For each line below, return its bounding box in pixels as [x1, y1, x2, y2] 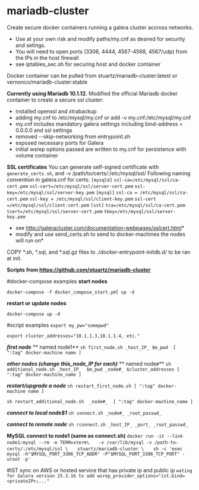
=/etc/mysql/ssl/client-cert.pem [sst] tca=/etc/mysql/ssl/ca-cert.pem [7, 202, 186, 208]
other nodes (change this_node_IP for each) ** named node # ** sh [7, 360, 172, 367]
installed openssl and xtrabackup [15, 108, 97, 115]
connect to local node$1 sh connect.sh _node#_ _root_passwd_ [7, 409, 162, 416]
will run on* [15, 236, 44, 244]
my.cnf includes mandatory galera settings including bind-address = [15, 120, 183, 127]
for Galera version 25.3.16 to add [7, 473, 95, 479]
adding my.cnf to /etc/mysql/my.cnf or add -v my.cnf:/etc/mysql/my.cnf [15, 114, 191, 121]
